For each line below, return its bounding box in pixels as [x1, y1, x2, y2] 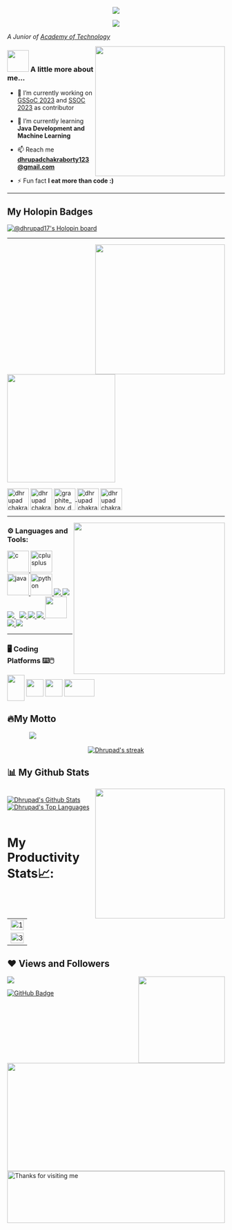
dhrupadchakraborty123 [17, 156, 90, 164]
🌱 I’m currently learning [17, 117, 84, 125]
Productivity [7, 849, 80, 865]
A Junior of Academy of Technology [7, 33, 110, 41]
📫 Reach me [17, 145, 55, 154]
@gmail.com [17, 163, 55, 171]
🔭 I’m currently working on [17, 89, 93, 97]
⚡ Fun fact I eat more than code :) [17, 177, 114, 185]
